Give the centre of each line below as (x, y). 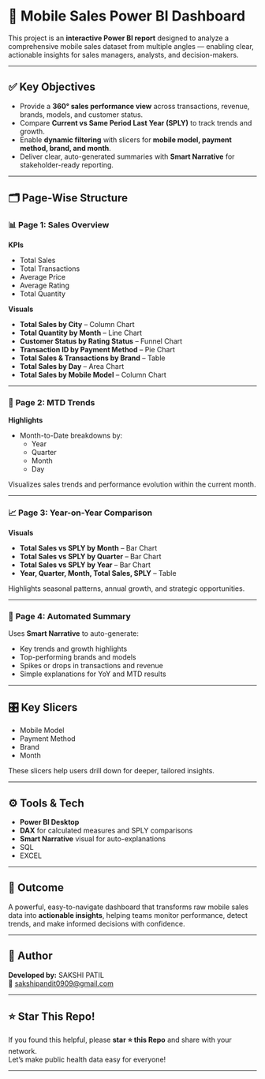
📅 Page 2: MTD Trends (52, 403)
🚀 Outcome (36, 888)
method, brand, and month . (65, 148)
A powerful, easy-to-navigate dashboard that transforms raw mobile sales (129, 907)
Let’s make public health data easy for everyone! (87, 1060)
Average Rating (44, 286)
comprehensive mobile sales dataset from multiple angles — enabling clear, (131, 46)
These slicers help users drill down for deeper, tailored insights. (112, 771)
